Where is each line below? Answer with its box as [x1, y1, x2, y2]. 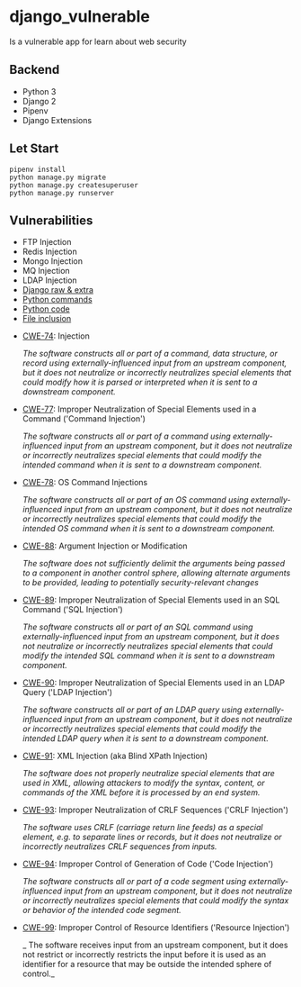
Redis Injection [22, 246, 78, 258]
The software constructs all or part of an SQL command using [22, 621, 253, 632]
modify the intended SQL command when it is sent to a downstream [22, 650, 276, 661]
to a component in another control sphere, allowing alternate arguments [22, 567, 291, 578]
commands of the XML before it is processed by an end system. [22, 787, 261, 798]
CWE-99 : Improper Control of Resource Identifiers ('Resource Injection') [22, 922, 290, 933]
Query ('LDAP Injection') [22, 687, 113, 698]
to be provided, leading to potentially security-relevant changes [22, 577, 259, 588]
